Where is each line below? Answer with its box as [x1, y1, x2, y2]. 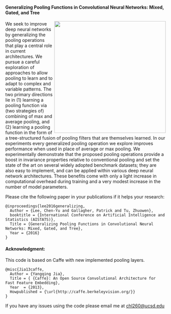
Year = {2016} [10, 231, 40, 236]
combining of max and [5, 113, 52, 120]
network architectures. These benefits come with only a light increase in [5, 173, 157, 179]
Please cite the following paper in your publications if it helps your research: [5, 194, 165, 200]
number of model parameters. [5, 184, 68, 190]
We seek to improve [5, 21, 47, 27]
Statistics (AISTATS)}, [5, 217, 56, 222]
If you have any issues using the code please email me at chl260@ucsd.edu [5, 303, 165, 309]
